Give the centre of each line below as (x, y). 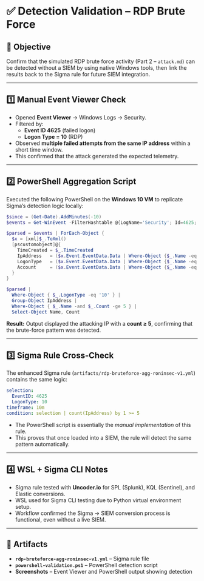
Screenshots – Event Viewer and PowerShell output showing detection (104, 572)
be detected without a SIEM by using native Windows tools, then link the (97, 68)
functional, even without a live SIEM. (60, 519)
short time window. (39, 149)
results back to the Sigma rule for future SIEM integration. (78, 74)
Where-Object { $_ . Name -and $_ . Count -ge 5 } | (74, 306)
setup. (23, 506)
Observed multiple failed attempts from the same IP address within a (103, 143)
